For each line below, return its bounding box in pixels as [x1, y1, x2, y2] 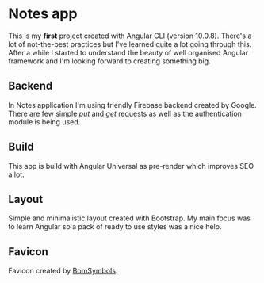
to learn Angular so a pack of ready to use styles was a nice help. [8, 222, 222, 231]
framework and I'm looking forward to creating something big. [8, 56, 212, 66]
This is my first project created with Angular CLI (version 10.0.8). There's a [8, 31, 252, 40]
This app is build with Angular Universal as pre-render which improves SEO [8, 161, 254, 170]
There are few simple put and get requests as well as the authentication [8, 109, 242, 118]
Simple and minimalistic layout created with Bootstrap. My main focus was [8, 213, 251, 223]
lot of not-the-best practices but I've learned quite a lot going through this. [8, 39, 252, 48]
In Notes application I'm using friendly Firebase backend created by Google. [8, 100, 258, 109]
